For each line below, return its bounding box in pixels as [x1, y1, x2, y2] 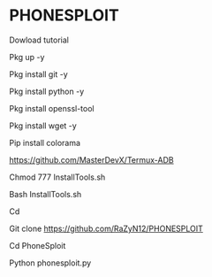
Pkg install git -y [9, 68, 68, 80]
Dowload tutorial [9, 35, 69, 45]
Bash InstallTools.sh [9, 189, 82, 199]
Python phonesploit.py [9, 258, 92, 268]
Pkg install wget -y [9, 120, 77, 131]
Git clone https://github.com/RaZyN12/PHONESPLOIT [9, 223, 203, 234]
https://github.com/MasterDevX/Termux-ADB [9, 154, 174, 165]
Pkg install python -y [9, 86, 85, 96]
